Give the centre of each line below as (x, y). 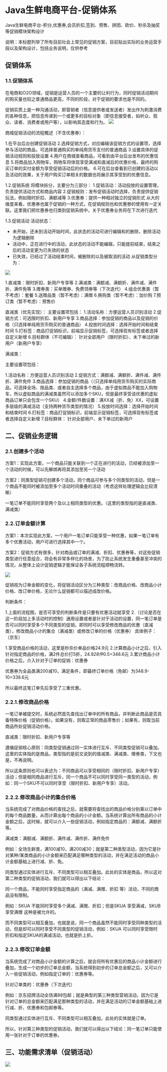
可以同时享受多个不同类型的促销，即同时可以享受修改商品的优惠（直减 (81, 624)
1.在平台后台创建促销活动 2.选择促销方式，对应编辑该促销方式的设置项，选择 (83, 143)
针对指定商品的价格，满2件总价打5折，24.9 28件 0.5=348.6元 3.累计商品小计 (83, 654)
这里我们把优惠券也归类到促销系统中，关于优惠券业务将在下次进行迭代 (85, 210)
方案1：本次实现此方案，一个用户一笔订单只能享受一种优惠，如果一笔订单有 (82, 536)
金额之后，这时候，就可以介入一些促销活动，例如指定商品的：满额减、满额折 (83, 822)
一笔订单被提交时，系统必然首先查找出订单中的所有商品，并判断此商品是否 (81, 714)
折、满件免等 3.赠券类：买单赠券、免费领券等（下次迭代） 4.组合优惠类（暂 (82, 289)
